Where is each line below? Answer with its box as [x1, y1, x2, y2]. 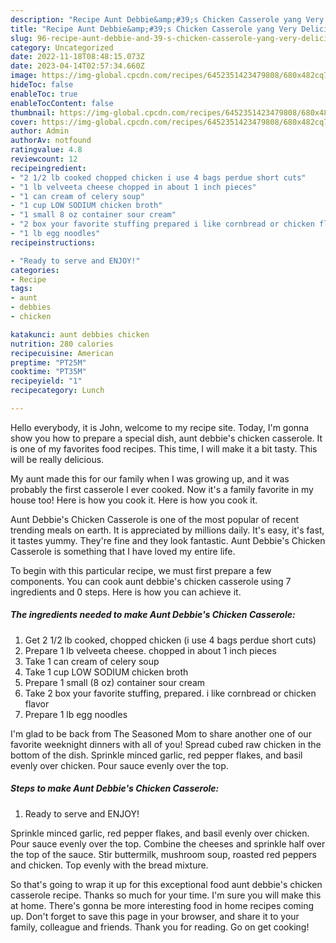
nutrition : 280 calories [10, 339, 114, 349]
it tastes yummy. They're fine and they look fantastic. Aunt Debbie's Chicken [10, 534, 326, 546]
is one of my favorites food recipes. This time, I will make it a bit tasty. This [10, 442, 318, 455]
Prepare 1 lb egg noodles [24, 708, 128, 720]
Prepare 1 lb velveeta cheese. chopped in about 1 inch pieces [24, 644, 277, 656]
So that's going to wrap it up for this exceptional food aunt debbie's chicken [10, 878, 323, 890]
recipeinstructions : [10, 237, 97, 248]
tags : [10, 284, 33, 294]
